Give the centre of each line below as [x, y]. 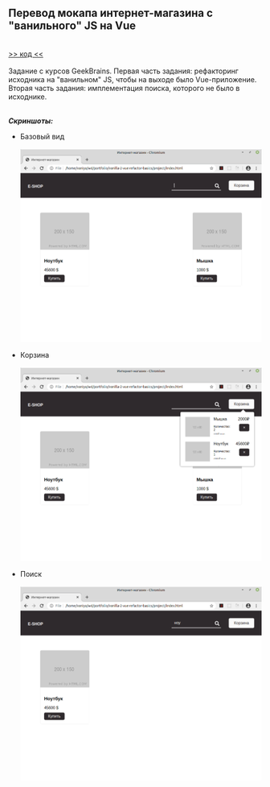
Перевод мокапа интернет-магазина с [110, 13]
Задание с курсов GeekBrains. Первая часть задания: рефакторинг [123, 71]
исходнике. [28, 97]
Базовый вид [42, 136]
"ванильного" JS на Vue [72, 26]
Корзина [35, 355]
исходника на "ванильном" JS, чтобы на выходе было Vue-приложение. [133, 79]
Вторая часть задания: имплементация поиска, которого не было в [124, 88]
